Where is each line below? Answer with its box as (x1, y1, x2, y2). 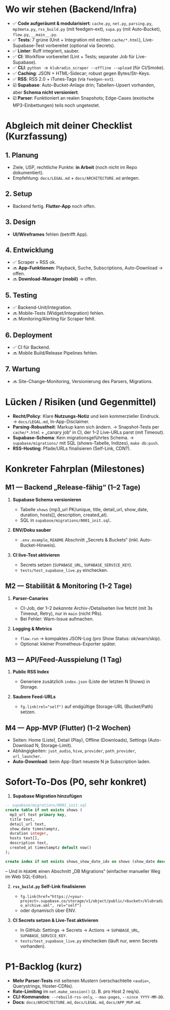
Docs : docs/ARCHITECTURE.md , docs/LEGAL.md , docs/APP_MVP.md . (12, 999, 142, 1005)
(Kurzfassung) (5, 131, 67, 142)
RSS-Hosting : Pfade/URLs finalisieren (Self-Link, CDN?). (12, 445, 131, 451)
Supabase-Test (12, 42, 45, 49)
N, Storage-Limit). (35, 742, 72, 748)
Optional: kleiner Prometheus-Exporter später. (20, 641, 116, 647)
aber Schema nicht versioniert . (12, 89, 79, 95)
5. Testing (5, 291, 37, 300)
